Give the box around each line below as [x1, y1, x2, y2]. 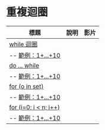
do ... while [9, 61, 40, 69]
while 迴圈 [9, 40, 37, 48]
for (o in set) [9, 82, 44, 90]
